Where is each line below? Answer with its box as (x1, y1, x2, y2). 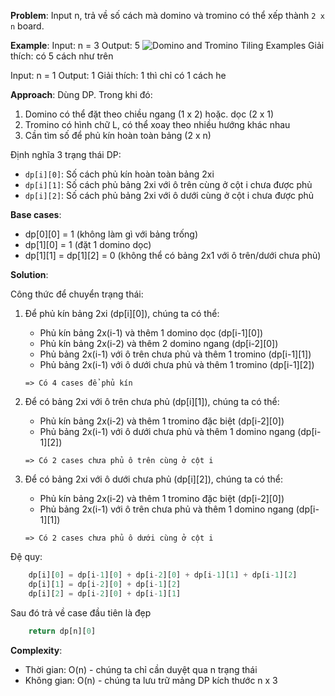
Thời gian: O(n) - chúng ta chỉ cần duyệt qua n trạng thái (24, 663, 258, 675)
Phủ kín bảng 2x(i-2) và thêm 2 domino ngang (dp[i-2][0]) (39, 338, 279, 349)
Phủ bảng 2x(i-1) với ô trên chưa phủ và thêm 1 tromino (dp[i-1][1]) (39, 348, 312, 360)
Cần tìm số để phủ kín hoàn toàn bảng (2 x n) (24, 130, 212, 141)
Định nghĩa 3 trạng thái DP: (10, 149, 122, 160)
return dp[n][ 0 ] (28, 626, 97, 636)
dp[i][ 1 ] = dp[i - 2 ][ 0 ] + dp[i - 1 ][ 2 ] (28, 579, 182, 589)
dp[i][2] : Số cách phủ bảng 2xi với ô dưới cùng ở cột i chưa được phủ (24, 190, 315, 201)
